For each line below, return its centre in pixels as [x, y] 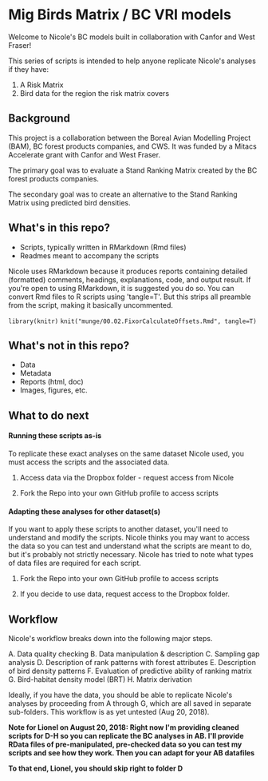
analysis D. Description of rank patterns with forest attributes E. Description [132, 662]
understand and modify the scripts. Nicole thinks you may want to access [129, 538]
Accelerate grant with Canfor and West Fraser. [85, 154]
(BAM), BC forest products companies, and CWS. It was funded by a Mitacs [132, 146]
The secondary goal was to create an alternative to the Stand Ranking [123, 194]
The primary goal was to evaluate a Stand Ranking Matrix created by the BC [133, 170]
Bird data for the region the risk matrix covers [95, 93]
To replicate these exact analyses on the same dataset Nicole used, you [126, 453]
